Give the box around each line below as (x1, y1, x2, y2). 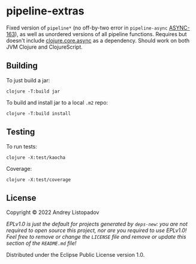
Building (6, 61, 38, 71)
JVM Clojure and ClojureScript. (6, 43, 83, 51)
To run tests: (6, 143, 37, 150)
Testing (6, 127, 35, 137)
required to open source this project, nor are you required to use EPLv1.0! (6, 227, 187, 234)
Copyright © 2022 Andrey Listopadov (6, 209, 99, 216)
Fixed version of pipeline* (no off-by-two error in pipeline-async (6, 24, 168, 31)
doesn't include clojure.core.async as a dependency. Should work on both (6, 37, 190, 44)
